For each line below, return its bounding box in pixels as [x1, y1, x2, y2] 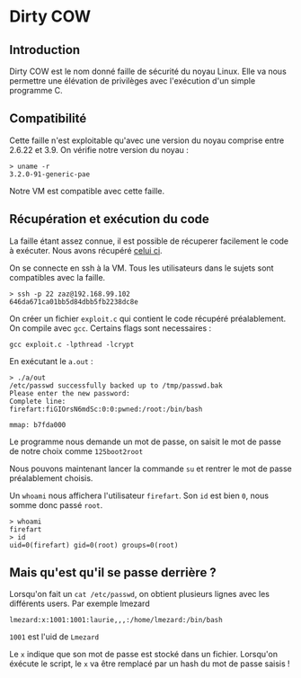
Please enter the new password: [9, 388, 130, 397]
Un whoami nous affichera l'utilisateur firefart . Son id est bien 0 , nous [9, 490, 270, 501]
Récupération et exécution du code [9, 211, 209, 227]
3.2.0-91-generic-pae [9, 169, 91, 179]
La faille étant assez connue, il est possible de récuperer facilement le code [9, 236, 289, 246]
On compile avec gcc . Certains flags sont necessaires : [9, 322, 212, 334]
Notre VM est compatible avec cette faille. [9, 185, 165, 196]
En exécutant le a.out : [9, 355, 93, 366]
